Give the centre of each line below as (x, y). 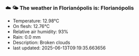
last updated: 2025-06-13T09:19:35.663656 (59, 48)
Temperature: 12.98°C (36, 21)
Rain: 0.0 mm (27, 37)
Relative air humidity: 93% (41, 32)
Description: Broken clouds (41, 43)
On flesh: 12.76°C (31, 26)
